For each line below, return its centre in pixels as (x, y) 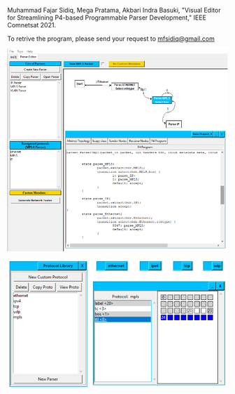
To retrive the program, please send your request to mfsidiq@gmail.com (111, 39)
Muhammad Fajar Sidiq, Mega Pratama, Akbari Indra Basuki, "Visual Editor (114, 10)
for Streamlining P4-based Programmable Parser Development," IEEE (107, 18)
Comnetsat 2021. (32, 25)
